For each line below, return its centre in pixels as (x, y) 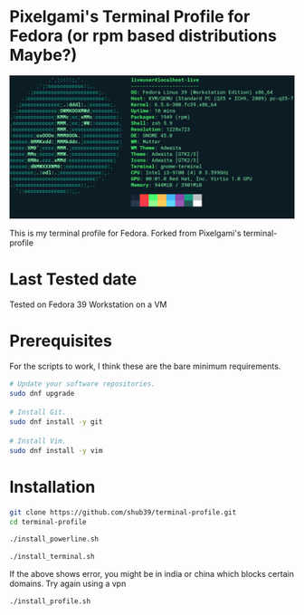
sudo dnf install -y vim (56, 450)
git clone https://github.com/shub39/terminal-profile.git (123, 512)
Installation (52, 487)
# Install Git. (38, 413)
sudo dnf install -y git (56, 422)
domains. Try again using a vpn (68, 584)
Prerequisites (61, 341)
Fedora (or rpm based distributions (143, 36)
